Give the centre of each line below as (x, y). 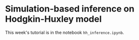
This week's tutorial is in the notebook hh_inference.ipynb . (65, 32)
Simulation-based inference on (70, 9)
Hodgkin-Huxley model (54, 19)
